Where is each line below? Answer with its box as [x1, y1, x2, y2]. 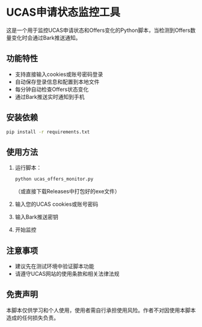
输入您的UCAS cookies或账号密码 [14, 201, 99, 208]
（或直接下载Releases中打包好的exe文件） [14, 188, 120, 195]
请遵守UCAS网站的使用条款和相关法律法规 [14, 270, 120, 277]
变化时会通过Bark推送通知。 [11, 34, 81, 41]
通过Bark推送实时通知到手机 [14, 93, 85, 100]
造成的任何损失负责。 [6, 314, 59, 321]
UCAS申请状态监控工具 [6, 5, 121, 19]
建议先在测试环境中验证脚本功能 [14, 263, 94, 270]
